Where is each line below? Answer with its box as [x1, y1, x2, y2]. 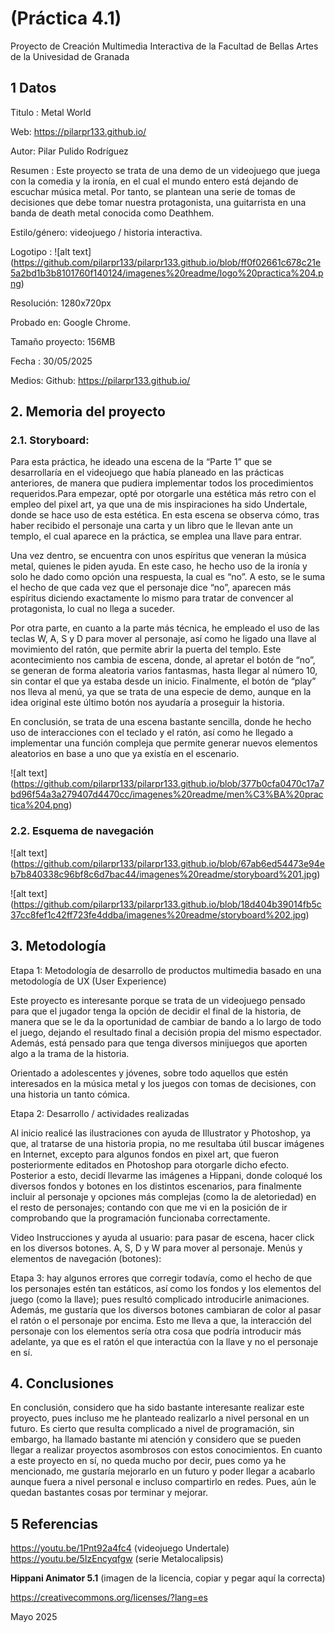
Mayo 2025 [10, 1611, 58, 1623]
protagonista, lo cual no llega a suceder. [10, 603, 175, 615]
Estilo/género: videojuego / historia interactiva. [10, 226, 203, 238]
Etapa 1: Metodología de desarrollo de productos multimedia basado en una [10, 964, 322, 976]
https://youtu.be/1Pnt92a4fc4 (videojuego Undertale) [10, 1542, 230, 1554]
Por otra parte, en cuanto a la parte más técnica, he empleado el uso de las [10, 622, 320, 634]
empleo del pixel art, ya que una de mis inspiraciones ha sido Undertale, [10, 498, 308, 511]
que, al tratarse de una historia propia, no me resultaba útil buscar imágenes [10, 1137, 325, 1149]
